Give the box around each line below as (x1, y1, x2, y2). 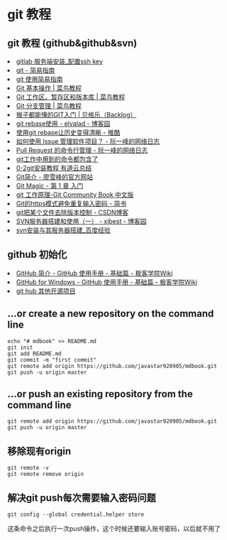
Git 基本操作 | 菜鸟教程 (16, 84, 82, 92)
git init (7, 344, 33, 351)
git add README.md (7, 350, 62, 357)
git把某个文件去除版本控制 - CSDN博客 (16, 208, 129, 217)
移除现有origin (7, 445, 72, 457)
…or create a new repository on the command (7, 308, 214, 320)
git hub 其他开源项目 (16, 286, 76, 295)
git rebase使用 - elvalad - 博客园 (16, 119, 111, 128)
